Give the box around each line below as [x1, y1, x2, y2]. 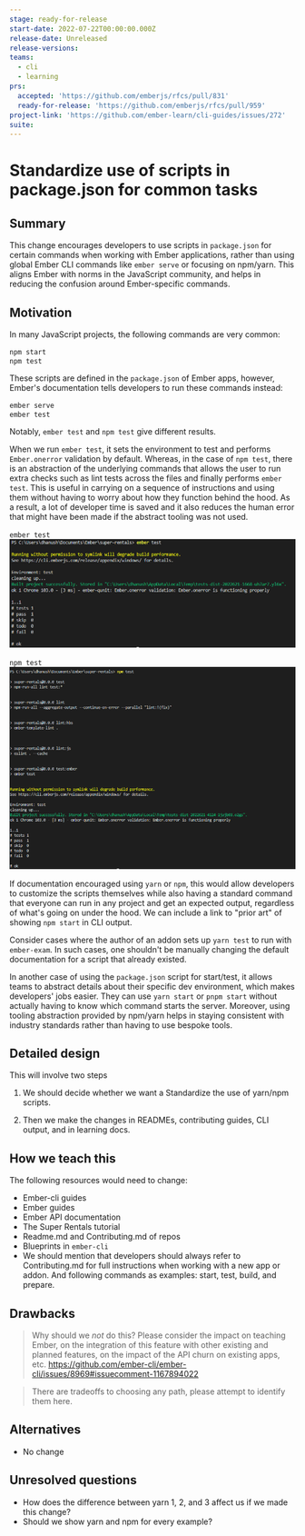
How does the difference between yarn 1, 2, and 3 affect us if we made [22, 1496, 289, 1508]
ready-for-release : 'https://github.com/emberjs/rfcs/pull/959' [17, 101, 266, 110]
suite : [9, 120, 34, 129]
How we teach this [9, 1151, 116, 1166]
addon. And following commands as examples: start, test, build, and [22, 1270, 277, 1281]
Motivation [9, 304, 73, 320]
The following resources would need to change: [9, 1175, 188, 1186]
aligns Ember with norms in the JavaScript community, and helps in [9, 269, 261, 280]
